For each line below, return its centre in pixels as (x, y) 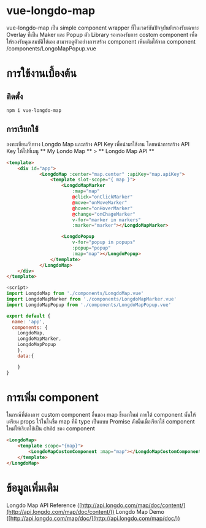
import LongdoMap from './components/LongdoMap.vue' (75, 294)
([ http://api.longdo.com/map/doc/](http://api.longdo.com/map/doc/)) (93, 518)
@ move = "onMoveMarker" (100, 203)
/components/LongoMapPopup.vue (51, 48)
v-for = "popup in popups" (104, 242)
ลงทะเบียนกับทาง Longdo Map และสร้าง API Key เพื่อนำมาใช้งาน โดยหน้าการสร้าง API (98, 144)
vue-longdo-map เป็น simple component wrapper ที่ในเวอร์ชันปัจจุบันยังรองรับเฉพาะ (103, 28)
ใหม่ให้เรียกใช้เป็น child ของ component (51, 428)
